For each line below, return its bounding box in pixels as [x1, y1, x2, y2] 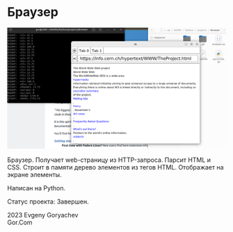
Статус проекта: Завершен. [7, 197, 89, 206]
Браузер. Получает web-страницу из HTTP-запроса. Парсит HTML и [7, 156, 211, 164]
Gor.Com [7, 218, 33, 226]
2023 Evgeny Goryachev [7, 211, 79, 219]
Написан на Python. [7, 184, 66, 192]
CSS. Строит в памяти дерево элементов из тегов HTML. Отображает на [7, 163, 224, 171]
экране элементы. [7, 171, 62, 179]
